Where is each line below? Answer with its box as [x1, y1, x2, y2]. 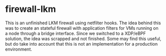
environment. [5, 46, 32, 52]
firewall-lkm [5, 3, 56, 15]
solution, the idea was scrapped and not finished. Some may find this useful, [5, 36, 162, 42]
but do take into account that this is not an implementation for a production [5, 41, 158, 47]
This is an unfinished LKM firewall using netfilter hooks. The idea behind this [5, 20, 161, 26]
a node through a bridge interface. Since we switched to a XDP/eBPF [5, 30, 146, 36]
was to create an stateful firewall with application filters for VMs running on [5, 25, 159, 31]
